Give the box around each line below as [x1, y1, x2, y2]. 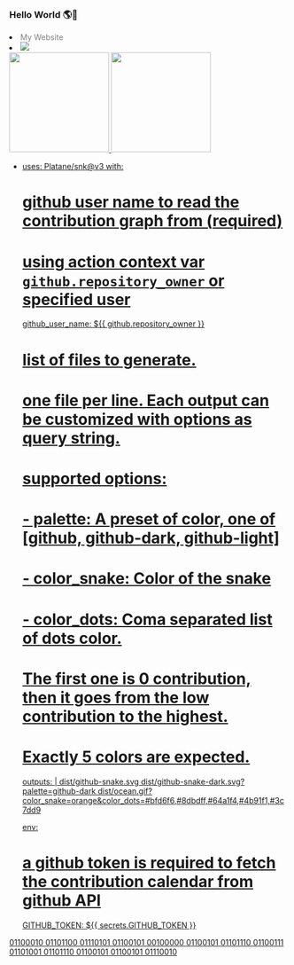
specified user [21, 289, 131, 310]
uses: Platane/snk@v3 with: [21, 161, 124, 172]
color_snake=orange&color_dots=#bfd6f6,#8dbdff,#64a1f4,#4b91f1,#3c [21, 795, 285, 805]
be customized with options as [21, 409, 252, 429]
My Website [20, 32, 64, 43]
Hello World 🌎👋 [9, 8, 78, 20]
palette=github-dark [21, 785, 97, 796]
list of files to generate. [21, 349, 197, 370]
